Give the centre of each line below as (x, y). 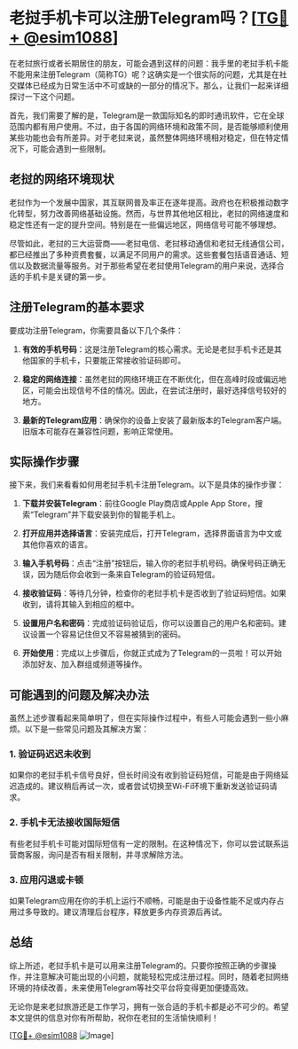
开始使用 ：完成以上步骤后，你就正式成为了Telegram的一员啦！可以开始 (152, 654)
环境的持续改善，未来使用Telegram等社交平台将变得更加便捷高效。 (131, 987)
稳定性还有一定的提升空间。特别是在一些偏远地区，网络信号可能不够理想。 (145, 224)
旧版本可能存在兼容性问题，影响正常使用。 (100, 431)
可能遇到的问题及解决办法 (79, 695)
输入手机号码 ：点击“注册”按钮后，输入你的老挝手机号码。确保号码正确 (150, 563)
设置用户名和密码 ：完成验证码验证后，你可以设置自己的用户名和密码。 (150, 623)
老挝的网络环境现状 (62, 180)
